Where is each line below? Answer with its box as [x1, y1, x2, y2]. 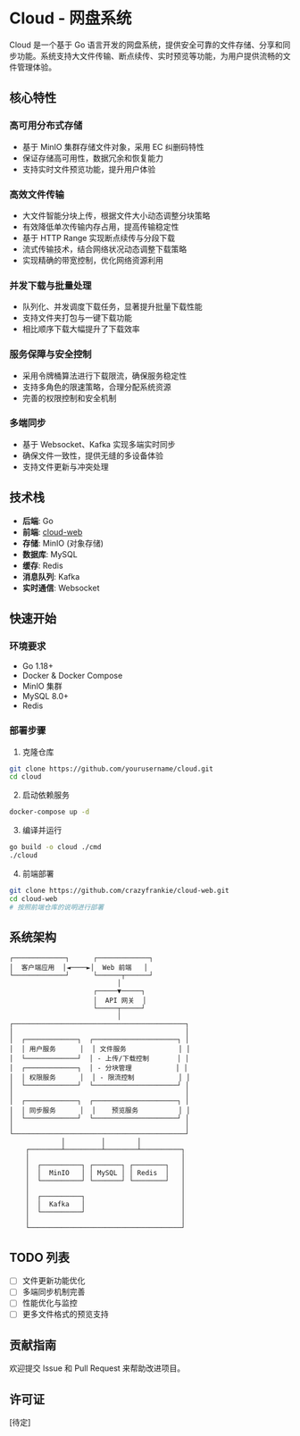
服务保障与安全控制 [9, 348, 92, 361]
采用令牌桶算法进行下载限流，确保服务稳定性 [21, 370, 187, 380]
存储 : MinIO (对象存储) [21, 538, 104, 548]
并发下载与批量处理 [9, 279, 92, 291]
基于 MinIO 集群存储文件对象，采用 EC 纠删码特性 [21, 141, 204, 152]
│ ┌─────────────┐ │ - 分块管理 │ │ [9, 1064, 188, 1073]
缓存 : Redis [21, 560, 64, 571]
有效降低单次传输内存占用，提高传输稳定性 [21, 221, 179, 232]
